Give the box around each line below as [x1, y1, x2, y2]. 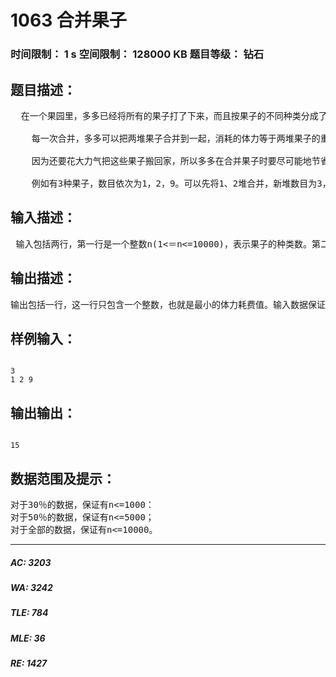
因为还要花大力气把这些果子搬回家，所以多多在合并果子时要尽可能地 [31, 155, 312, 166]
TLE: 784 [10, 607, 49, 619]
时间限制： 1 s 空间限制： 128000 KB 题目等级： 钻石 [10, 47, 265, 61]
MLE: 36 [10, 632, 46, 644]
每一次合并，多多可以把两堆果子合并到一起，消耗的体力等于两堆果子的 [31, 132, 321, 144]
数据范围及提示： [10, 470, 116, 487]
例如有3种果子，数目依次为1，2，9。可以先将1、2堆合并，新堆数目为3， [31, 177, 332, 189]
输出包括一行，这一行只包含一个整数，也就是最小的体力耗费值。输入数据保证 [10, 299, 326, 310]
